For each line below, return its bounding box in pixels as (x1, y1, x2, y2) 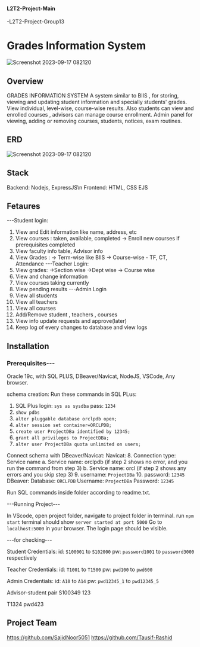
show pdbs (15, 410, 40, 416)
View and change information (15, 273, 88, 280)
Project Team (7, 618, 57, 628)
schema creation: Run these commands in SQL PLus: (7, 390, 137, 398)
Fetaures (7, 201, 40, 211)
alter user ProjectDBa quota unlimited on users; (15, 441, 142, 448)
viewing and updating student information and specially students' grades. (7, 98, 187, 105)
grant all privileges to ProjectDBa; (15, 435, 110, 441)
